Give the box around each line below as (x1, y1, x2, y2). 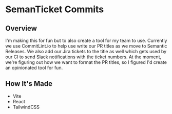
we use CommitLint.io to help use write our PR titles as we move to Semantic (5, 43, 167, 49)
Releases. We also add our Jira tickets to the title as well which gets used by (5, 49, 167, 54)
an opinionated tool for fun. (5, 65, 63, 71)
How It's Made (5, 79, 53, 88)
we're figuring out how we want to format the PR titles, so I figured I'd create (5, 59, 167, 65)
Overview (5, 24, 37, 33)
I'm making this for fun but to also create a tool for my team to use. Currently (5, 37, 167, 43)
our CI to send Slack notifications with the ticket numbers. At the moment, (5, 54, 162, 60)
